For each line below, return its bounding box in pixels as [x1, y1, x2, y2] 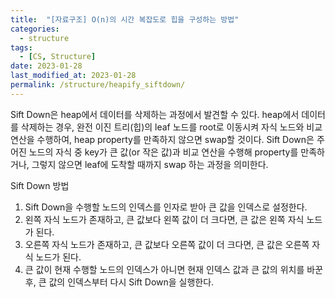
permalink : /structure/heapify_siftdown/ [10, 80, 186, 90]
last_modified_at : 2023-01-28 [10, 71, 137, 81]
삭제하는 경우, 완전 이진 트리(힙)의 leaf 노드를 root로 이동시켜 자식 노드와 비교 [20, 121, 323, 133]
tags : [10, 42, 33, 53]
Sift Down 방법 [10, 179, 70, 191]
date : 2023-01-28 [10, 61, 83, 71]
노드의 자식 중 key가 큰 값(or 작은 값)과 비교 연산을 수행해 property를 [28, 146, 299, 158]
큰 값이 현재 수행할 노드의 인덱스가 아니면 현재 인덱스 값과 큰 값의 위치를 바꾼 [24, 263, 324, 275]
